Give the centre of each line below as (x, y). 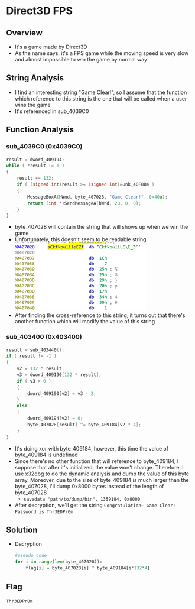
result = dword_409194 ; (35, 160)
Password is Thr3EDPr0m (44, 512)
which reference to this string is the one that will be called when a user (101, 98)
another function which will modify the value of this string (85, 322)
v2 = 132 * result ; (41, 369)
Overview (25, 33)
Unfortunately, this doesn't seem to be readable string (80, 239)
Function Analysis (40, 130)
